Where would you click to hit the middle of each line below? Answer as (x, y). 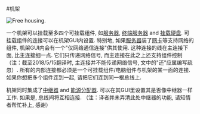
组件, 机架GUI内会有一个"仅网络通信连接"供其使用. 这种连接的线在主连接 (95, 47)
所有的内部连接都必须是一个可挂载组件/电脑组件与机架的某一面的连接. (105, 70)
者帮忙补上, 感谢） (29, 105)
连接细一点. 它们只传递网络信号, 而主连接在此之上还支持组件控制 (104, 55)
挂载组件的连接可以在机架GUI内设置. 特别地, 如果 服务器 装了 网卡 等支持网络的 (100, 40)
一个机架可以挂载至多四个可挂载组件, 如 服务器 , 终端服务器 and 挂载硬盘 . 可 (98, 33)
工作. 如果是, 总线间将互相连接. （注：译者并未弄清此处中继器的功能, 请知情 (99, 97)
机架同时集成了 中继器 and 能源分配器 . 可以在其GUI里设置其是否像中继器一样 (99, 90)
